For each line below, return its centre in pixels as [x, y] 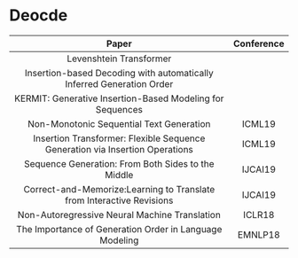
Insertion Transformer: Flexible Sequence [119, 138]
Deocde [39, 16]
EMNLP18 [259, 234]
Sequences [119, 109]
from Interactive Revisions [119, 200]
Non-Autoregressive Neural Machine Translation [119, 215]
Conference [259, 43]
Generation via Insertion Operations [119, 149]
